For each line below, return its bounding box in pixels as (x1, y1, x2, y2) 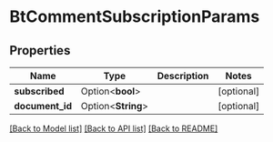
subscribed (14, 85, 66, 97)
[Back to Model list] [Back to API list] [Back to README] (9, 123, 218, 134)
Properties (9, 43, 71, 58)
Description (157, 70, 209, 82)
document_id (14, 100, 73, 112)
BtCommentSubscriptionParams (9, 6, 260, 27)
